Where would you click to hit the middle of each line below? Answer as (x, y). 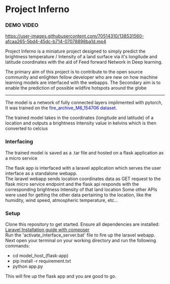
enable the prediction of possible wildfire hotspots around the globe (76, 88)
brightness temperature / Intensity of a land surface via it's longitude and (81, 57)
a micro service (22, 158)
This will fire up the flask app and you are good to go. (61, 276)
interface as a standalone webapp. (41, 173)
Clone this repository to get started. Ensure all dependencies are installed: (82, 224)
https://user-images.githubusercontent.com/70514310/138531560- (75, 36)
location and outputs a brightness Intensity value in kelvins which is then (81, 123)
